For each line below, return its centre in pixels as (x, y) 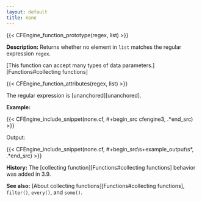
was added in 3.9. (29, 174)
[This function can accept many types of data (63, 65)
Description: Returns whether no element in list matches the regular (94, 47)
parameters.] (138, 65)
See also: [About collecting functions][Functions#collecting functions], (96, 186)
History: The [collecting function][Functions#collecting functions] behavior (101, 167)
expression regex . (28, 53)
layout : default (27, 12)
